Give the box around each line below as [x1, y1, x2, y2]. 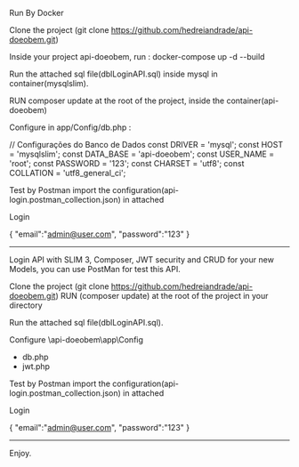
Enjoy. [9, 448, 32, 458]
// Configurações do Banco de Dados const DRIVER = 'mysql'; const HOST [9, 140, 283, 149]
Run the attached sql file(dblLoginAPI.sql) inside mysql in [9, 68, 218, 79]
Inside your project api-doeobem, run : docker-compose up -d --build [9, 52, 265, 61]
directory [9, 300, 43, 310]
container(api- [226, 95, 279, 106]
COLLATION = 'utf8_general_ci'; [9, 168, 126, 178]
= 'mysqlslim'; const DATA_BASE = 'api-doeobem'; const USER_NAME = [9, 149, 274, 159]
